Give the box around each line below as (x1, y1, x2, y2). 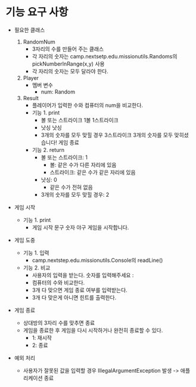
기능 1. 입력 (23, 249, 49, 256)
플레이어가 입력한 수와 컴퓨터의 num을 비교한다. (32, 101, 144, 109)
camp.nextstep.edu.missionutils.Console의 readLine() (32, 256, 163, 264)
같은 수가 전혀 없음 (49, 183, 93, 191)
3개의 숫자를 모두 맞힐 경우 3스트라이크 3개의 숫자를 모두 (41, 131, 173, 138)
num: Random (41, 88, 76, 95)
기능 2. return (32, 146, 65, 153)
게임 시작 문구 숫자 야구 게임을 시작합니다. (32, 224, 129, 231)
